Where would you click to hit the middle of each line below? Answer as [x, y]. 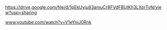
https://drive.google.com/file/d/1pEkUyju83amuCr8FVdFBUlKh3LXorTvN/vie [83, 7]
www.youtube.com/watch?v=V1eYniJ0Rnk [48, 22]
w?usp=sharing [21, 12]
